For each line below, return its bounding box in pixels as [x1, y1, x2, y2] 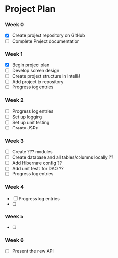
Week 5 [5, 213, 24, 220]
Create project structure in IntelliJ [12, 73, 80, 79]
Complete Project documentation [12, 38, 80, 44]
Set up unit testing [12, 119, 50, 125]
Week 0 [5, 21, 24, 28]
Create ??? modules [12, 149, 53, 155]
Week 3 [5, 137, 24, 144]
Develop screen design [12, 67, 60, 73]
